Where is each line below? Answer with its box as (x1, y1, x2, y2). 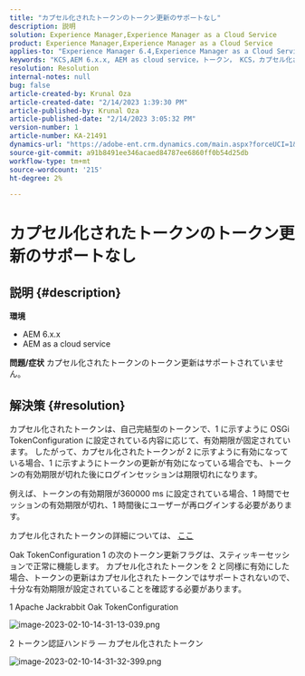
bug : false (9, 81, 51, 90)
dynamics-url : (9, 140, 63, 149)
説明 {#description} (9, 285, 122, 300)
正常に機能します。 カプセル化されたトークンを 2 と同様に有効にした (33, 561, 290, 572)
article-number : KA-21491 (9, 132, 107, 141)
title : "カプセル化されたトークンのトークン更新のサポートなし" (9, 13, 222, 23)
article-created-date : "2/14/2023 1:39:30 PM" (9, 97, 188, 107)
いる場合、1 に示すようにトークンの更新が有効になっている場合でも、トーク (9, 457, 292, 468)
